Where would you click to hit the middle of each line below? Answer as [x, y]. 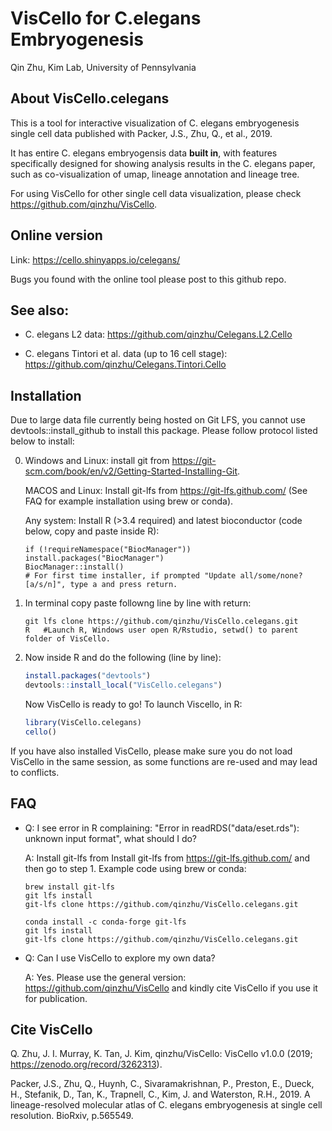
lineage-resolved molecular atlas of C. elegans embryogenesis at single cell [166, 1105]
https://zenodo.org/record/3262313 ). [86, 1064]
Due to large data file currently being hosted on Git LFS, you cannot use [158, 420]
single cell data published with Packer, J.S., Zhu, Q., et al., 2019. [141, 133]
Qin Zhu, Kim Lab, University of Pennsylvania [103, 67]
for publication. [56, 998]
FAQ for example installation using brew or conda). [129, 501]
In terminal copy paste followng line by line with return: [138, 603]
